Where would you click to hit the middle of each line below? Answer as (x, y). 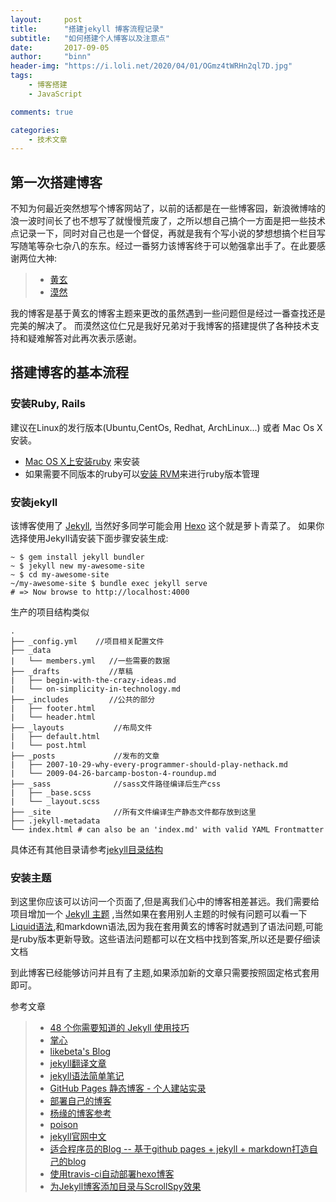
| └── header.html (53, 717)
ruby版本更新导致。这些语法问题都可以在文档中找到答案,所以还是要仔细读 (169, 939)
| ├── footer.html (53, 709)
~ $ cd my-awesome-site (60, 575)
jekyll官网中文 (78, 1137)
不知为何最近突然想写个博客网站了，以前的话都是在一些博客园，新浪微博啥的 (168, 208)
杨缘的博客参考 (80, 1113)
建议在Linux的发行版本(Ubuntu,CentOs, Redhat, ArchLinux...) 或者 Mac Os (162, 427)
